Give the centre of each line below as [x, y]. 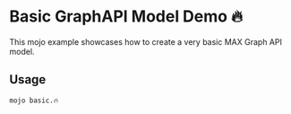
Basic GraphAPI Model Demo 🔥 [126, 17]
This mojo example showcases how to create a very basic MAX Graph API [145, 41]
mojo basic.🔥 [34, 101]
